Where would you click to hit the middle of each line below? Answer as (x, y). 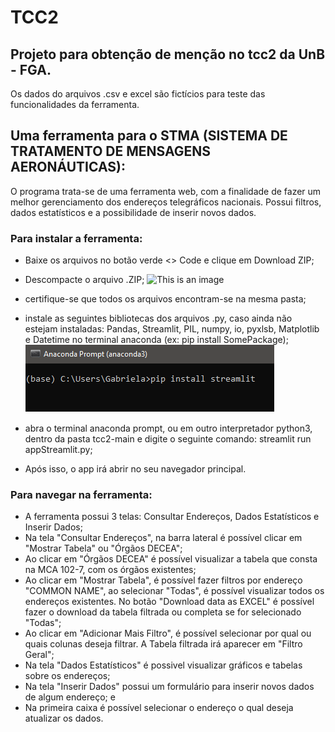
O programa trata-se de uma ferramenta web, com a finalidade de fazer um (166, 191)
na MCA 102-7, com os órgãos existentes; (110, 570)
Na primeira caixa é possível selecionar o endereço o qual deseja (159, 708)
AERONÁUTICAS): (68, 167)
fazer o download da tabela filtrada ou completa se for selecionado (163, 612)
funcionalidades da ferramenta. (75, 104)
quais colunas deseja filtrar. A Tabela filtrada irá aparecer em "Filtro (163, 644)
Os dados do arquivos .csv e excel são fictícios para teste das (138, 94)
